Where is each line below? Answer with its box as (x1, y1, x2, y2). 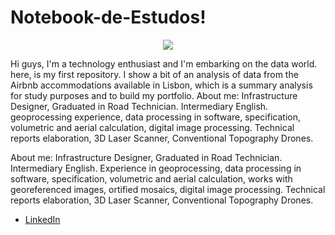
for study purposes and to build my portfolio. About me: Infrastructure (10, 89, 298, 101)
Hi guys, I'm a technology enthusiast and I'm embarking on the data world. (10, 57, 318, 70)
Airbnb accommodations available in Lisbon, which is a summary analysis (10, 79, 313, 91)
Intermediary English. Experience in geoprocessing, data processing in (10, 162, 302, 174)
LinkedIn (24, 213, 61, 225)
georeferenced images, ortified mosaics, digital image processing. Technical (10, 183, 326, 195)
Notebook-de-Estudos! (10, 6, 207, 29)
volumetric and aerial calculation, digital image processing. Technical (10, 121, 295, 133)
